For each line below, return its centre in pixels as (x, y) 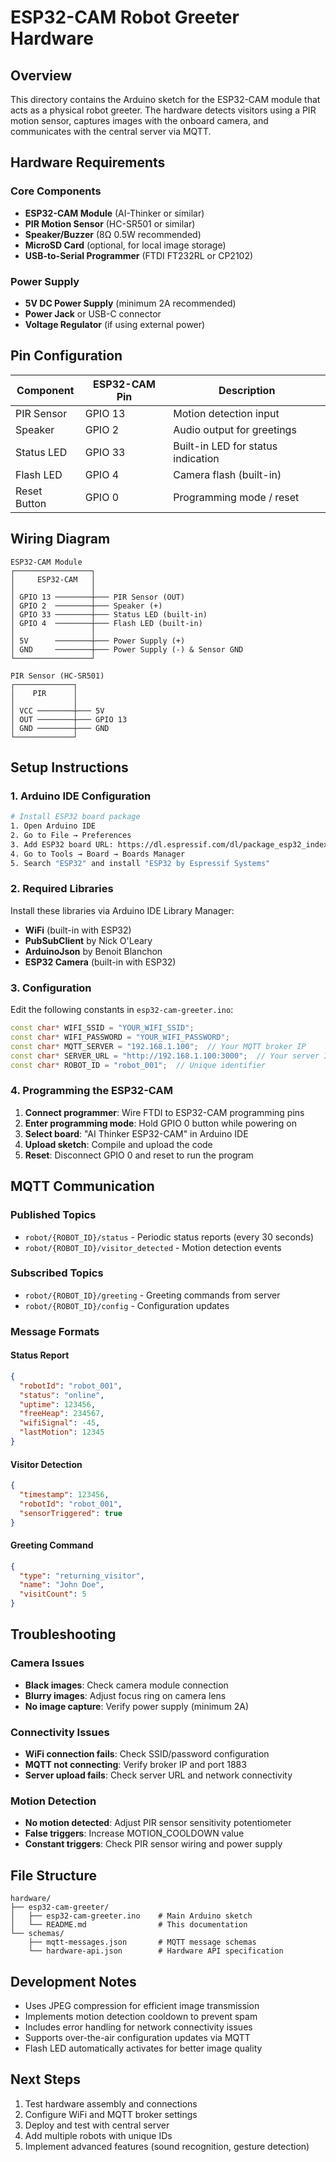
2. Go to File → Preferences (71, 836)
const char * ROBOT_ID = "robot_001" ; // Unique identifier (138, 1065)
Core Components (56, 191)
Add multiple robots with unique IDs (98, 2135)
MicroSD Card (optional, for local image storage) (125, 245)
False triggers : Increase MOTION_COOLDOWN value (134, 1833)
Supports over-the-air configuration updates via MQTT (137, 2037)
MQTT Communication (82, 1186)
